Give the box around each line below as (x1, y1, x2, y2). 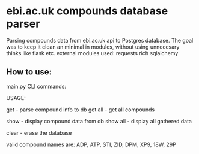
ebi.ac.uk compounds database (6, 4, 168, 18)
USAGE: (6, 94, 26, 101)
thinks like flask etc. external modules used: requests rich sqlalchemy (6, 49, 179, 56)
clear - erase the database (6, 129, 72, 136)
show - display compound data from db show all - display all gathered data (6, 117, 192, 125)
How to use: (6, 67, 52, 77)
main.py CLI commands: (6, 83, 66, 90)
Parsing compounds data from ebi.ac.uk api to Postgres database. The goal (6, 37, 194, 44)
